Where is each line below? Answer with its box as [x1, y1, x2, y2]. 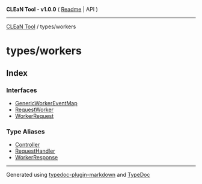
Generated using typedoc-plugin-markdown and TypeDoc [6, 171, 150, 179]
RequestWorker [14, 106, 54, 113]
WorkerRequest [14, 112, 54, 120]
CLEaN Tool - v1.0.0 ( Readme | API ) [6, 6, 98, 13]
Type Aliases [6, 127, 45, 135]
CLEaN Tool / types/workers [6, 23, 76, 30]
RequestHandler [14, 147, 55, 155]
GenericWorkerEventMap [14, 99, 78, 106]
